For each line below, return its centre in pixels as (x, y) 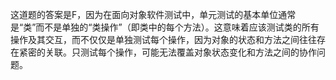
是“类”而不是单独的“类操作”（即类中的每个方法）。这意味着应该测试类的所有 (165, 27)
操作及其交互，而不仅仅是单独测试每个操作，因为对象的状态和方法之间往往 (163, 39)
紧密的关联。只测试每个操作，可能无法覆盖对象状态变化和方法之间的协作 (167, 52)
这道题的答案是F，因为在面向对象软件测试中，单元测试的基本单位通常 (153, 14)
